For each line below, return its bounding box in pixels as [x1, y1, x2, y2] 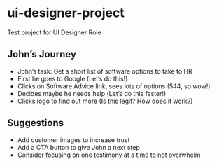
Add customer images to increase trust [17, 135, 130, 144]
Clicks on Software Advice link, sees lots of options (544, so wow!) [17, 82, 211, 90]
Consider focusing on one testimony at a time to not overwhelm [17, 151, 201, 159]
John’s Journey [7, 48, 77, 60]
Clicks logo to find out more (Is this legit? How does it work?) [17, 97, 193, 105]
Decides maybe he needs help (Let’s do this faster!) [17, 89, 167, 97]
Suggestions [7, 117, 64, 129]
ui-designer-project [7, 5, 125, 21]
